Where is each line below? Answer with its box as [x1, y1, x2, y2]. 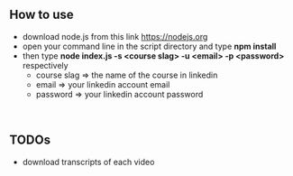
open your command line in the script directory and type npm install [22, 41, 277, 51]
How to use [9, 7, 74, 23]
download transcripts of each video [22, 156, 155, 167]
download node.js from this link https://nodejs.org [22, 31, 208, 42]
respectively [22, 60, 69, 70]
